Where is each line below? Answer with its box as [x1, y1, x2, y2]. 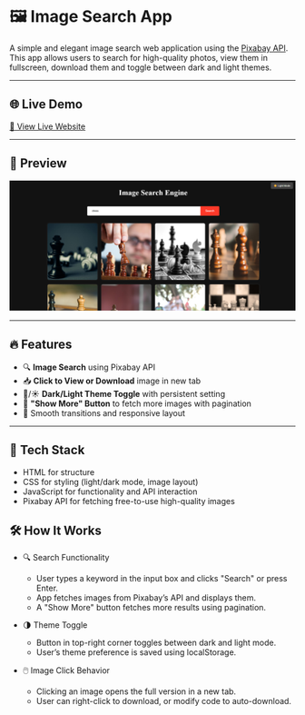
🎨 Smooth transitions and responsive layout [22, 407, 186, 418]
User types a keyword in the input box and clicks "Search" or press [35, 573, 288, 584]
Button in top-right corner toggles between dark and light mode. [35, 637, 277, 649]
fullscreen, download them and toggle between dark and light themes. [9, 62, 272, 73]
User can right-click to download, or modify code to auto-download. [35, 696, 292, 707]
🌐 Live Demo [9, 96, 84, 113]
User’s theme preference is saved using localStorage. [35, 647, 237, 658]
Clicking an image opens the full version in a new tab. [35, 686, 237, 697]
